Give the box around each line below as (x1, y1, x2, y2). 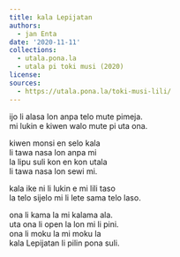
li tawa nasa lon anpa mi (9, 147, 97, 157)
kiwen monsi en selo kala (9, 138, 101, 148)
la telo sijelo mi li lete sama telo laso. (9, 192, 141, 203)
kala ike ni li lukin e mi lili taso (9, 183, 116, 193)
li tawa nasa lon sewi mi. (9, 165, 98, 177)
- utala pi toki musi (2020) (17, 63, 124, 72)
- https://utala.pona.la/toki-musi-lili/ (17, 87, 172, 95)
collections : (9, 46, 57, 55)
